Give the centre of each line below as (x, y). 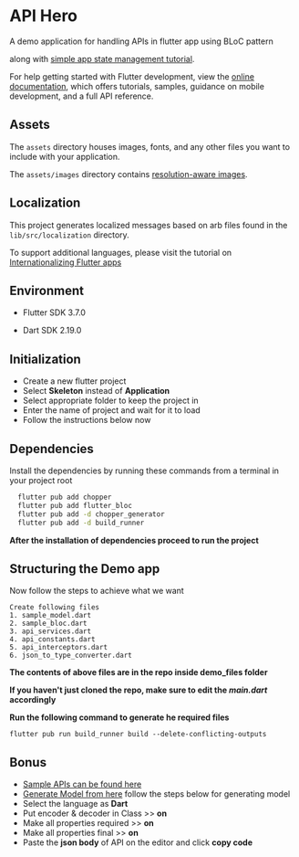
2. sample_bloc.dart (49, 624)
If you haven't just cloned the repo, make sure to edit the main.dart (139, 690)
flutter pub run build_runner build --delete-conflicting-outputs (138, 735)
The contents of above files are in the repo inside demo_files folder (139, 672)
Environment (47, 290)
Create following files (55, 608)
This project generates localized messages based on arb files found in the (149, 225)
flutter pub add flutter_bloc (75, 505)
